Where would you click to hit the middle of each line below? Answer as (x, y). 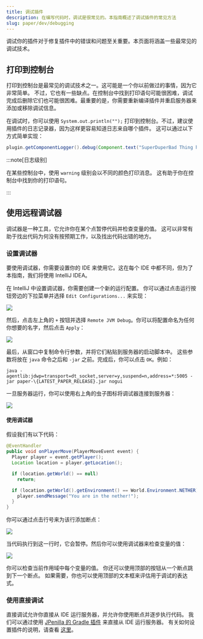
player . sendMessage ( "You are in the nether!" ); (78, 496)
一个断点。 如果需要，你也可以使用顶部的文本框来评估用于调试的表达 (102, 575)
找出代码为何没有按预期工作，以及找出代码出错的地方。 (85, 236)
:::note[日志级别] (27, 160)
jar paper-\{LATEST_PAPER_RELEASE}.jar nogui (64, 382)
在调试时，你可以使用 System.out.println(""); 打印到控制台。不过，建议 (97, 121)
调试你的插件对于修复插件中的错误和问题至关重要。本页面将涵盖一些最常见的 (101, 41)
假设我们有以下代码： (33, 434)
